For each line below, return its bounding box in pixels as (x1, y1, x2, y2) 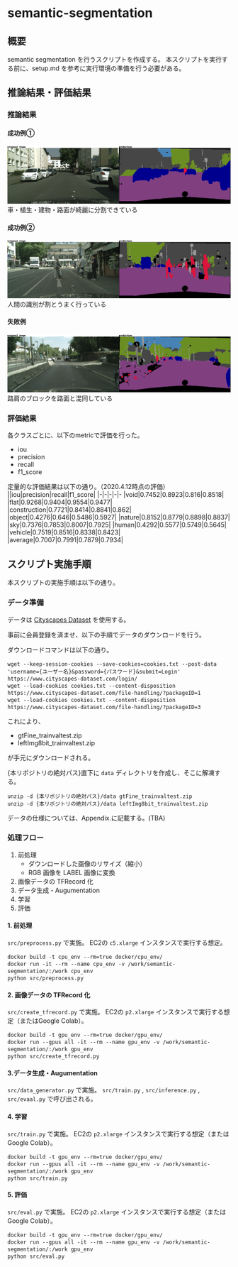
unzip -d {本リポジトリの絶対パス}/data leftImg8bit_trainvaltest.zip (7, 800, 208, 807)
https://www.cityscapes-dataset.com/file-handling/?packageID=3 (7, 703, 201, 711)
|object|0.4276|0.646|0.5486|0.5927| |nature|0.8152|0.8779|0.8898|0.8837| (7, 513, 230, 522)
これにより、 (7, 717, 45, 725)
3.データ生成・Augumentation (7, 1068, 98, 1077)
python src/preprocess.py (7, 975, 84, 982)
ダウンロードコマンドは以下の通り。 (7, 645, 113, 654)
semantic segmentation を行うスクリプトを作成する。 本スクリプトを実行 (7, 55, 222, 63)
